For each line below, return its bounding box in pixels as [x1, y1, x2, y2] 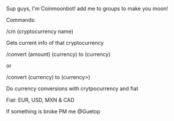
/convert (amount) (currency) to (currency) [6, 51, 111, 58]
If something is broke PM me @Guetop [6, 108, 101, 115]
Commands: [6, 17, 36, 23]
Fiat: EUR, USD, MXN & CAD [6, 97, 75, 103]
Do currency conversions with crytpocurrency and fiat [6, 85, 138, 92]
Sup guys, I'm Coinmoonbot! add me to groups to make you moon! [6, 5, 169, 12]
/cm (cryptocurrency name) [6, 28, 74, 35]
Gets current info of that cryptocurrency [6, 40, 104, 46]
